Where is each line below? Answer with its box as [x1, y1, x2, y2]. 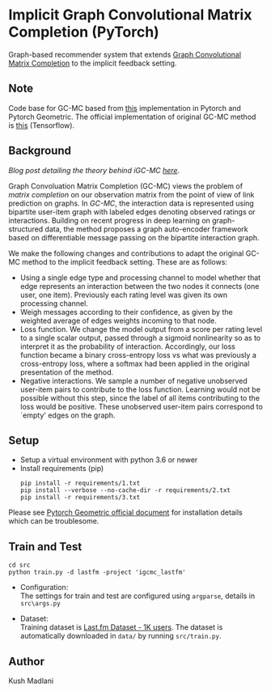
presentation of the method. [19, 367, 114, 377]
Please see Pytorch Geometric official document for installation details [8, 507, 243, 517]
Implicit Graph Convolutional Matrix [8, 6, 252, 24]
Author [8, 654, 44, 669]
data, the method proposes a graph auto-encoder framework [44, 224, 248, 234]
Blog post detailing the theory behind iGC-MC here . [8, 165, 180, 175]
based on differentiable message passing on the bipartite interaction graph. [8, 232, 260, 242]
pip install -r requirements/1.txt [19, 479, 141, 487]
